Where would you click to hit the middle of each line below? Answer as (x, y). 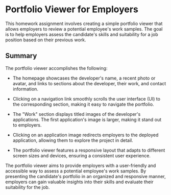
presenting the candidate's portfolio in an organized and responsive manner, (86, 176)
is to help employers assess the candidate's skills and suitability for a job (82, 34)
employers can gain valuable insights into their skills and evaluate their (80, 182)
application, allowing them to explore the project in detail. (73, 140)
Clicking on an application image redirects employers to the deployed (86, 135)
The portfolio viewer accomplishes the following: (56, 68)
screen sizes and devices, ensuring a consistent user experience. (81, 155)
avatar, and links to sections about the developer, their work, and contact (89, 83)
